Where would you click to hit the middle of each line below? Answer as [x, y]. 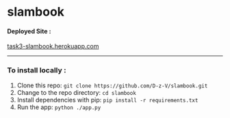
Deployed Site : [29, 31]
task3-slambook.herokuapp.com [53, 46]
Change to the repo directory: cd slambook [77, 92]
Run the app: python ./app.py [59, 107]
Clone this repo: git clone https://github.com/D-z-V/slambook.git [112, 85]
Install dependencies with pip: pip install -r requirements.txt [107, 100]
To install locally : [37, 70]
